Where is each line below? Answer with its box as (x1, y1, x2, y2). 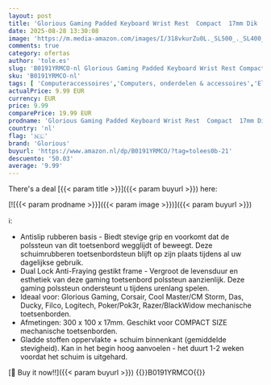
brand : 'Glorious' (8, 139, 70, 148)
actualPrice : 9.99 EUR (8, 86, 85, 95)
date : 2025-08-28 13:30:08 (8, 27, 99, 35)
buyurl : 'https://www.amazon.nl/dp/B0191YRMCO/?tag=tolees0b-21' (8, 147, 232, 155)
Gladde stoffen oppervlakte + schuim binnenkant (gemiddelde (19, 335, 227, 345)
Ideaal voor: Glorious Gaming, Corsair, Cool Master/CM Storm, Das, (19, 292, 244, 302)
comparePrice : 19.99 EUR (8, 110, 92, 118)
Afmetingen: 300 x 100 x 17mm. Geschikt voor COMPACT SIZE (19, 318, 227, 328)
